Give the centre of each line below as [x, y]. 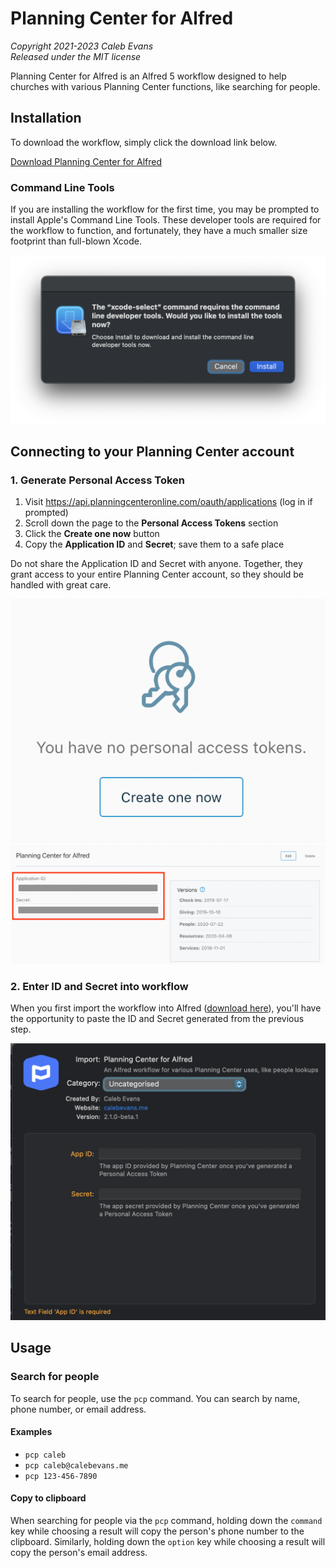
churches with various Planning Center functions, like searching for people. [165, 86]
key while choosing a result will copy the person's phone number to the [157, 1531]
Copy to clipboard [48, 1498]
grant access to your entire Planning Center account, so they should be [157, 574]
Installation [46, 118]
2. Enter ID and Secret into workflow [99, 986]
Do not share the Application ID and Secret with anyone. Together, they [156, 564]
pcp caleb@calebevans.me [76, 1465]
